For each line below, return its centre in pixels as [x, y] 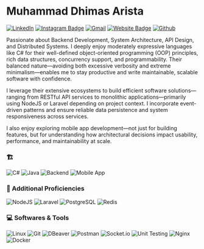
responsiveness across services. [47, 116]
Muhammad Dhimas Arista [75, 11]
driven [14, 110]
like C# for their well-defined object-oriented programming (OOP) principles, [102, 52]
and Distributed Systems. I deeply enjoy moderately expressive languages [99, 46]
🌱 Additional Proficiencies [45, 189]
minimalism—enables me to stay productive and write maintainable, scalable [102, 72]
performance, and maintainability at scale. [59, 141]
